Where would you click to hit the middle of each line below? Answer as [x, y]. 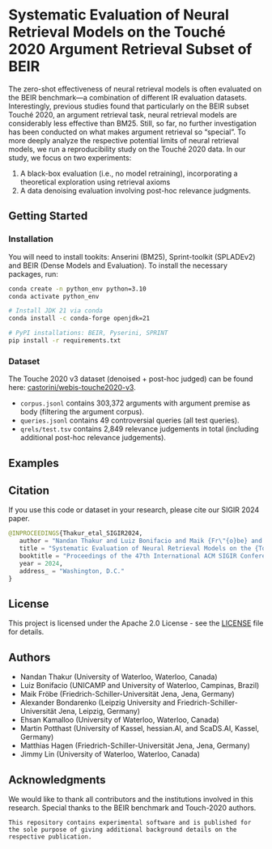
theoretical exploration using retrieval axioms [95, 182]
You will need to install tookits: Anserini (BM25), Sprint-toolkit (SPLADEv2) [132, 257]
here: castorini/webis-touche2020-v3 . [72, 388]
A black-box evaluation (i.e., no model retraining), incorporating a [129, 173]
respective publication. [50, 836]
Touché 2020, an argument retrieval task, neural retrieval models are [123, 114]
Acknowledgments [57, 780]
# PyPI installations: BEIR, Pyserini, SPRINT [88, 333]
